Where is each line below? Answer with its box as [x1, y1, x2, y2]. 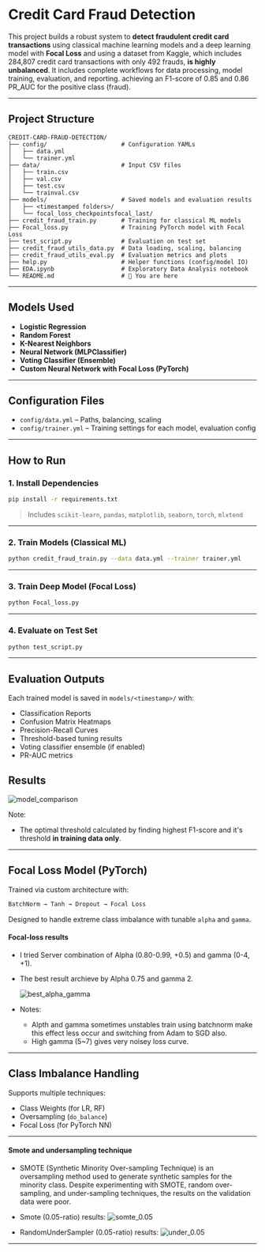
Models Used [8, 301, 75, 314]
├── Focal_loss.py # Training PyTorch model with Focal [8, 223, 245, 231]
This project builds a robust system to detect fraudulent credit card [8, 32, 230, 41]
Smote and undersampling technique [8, 1145, 132, 1156]
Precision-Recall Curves [19, 725, 99, 735]
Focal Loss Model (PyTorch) [8, 864, 148, 877]
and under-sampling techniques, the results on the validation [53, 1188, 251, 1197]
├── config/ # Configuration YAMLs [8, 140, 196, 148]
